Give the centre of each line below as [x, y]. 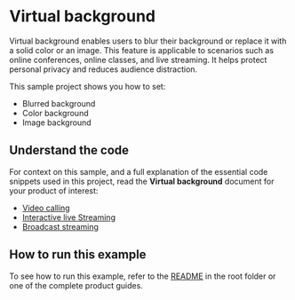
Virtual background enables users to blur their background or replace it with [148, 41]
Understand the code [69, 150]
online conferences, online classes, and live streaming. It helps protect [138, 59]
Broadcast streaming [60, 226]
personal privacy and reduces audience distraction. [104, 69]
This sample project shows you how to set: [88, 86]
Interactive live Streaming [68, 217]
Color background [55, 113]
